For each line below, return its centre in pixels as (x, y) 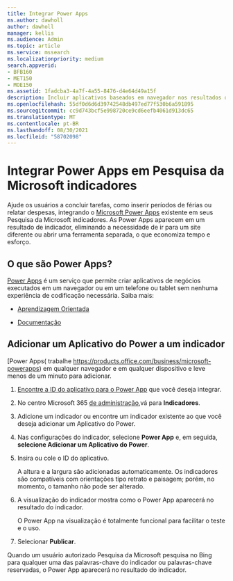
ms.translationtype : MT (42, 117)
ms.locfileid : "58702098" (44, 136)
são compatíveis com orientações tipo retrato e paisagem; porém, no (116, 479)
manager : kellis (31, 33)
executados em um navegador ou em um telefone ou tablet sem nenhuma (113, 288)
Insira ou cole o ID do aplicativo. (63, 458)
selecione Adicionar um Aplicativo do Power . (83, 444)
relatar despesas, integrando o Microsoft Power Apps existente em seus (110, 212)
